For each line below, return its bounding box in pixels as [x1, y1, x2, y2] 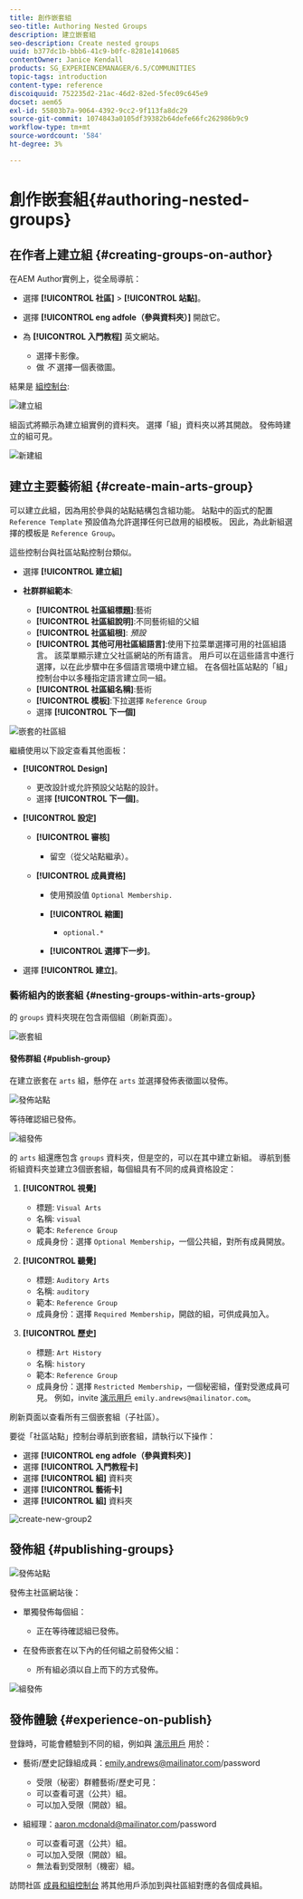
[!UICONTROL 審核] [35, 831, 110, 843]
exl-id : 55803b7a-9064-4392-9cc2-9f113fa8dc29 [9, 106, 188, 115]
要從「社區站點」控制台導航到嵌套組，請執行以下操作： [9, 1431, 215, 1441]
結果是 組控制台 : [9, 381, 70, 391]
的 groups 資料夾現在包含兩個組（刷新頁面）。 [9, 1011, 177, 1022]
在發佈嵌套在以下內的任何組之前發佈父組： [22, 1644, 182, 1655]
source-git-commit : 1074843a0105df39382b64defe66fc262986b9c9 [9, 114, 249, 123]
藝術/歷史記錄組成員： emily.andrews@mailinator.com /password [22, 1757, 260, 1768]
